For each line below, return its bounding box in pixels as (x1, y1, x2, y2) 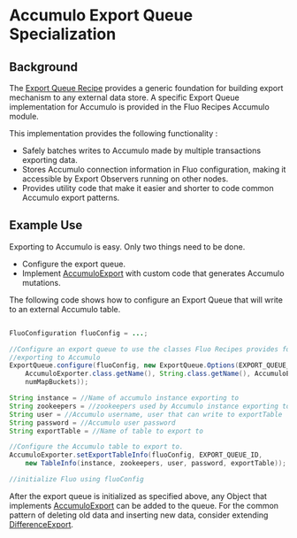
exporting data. (21, 155, 78, 165)
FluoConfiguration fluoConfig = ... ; (9, 328, 148, 337)
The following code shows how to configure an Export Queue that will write (9, 294, 283, 305)
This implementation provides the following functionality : (9, 128, 218, 138)
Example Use (9, 218, 83, 233)
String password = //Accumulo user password (9, 418, 176, 427)
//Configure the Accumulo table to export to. (9, 442, 184, 451)
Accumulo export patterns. (21, 192, 120, 203)
